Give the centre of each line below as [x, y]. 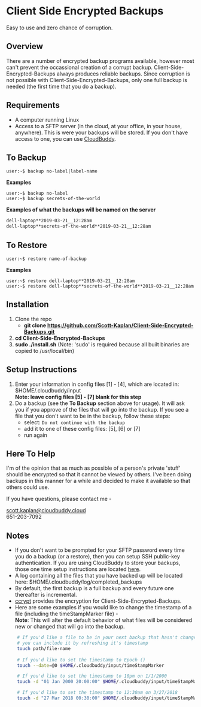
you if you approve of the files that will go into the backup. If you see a [102, 409]
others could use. [28, 487]
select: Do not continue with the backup [74, 422]
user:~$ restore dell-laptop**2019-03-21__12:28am [71, 281]
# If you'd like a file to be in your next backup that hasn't [98, 637]
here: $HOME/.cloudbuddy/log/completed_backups [78, 582]
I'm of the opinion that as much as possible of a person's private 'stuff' [93, 468]
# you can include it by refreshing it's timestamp [83, 643]
